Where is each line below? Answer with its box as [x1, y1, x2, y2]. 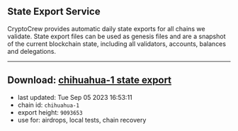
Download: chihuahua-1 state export [7, 74, 172, 86]
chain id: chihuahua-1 [17, 101, 80, 109]
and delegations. [7, 47, 57, 55]
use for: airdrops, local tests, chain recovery [17, 115, 147, 124]
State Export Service [7, 6, 101, 18]
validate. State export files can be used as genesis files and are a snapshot [7, 32, 226, 40]
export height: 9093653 [17, 108, 83, 116]
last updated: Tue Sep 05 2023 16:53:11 [17, 93, 132, 101]
